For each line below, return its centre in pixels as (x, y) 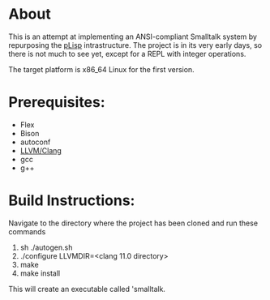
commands (27, 231)
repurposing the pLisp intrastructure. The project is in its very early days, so (135, 45)
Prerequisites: (57, 103)
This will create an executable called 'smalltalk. (87, 289)
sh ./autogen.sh (46, 247)
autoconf (35, 142)
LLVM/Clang (41, 150)
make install (40, 273)
